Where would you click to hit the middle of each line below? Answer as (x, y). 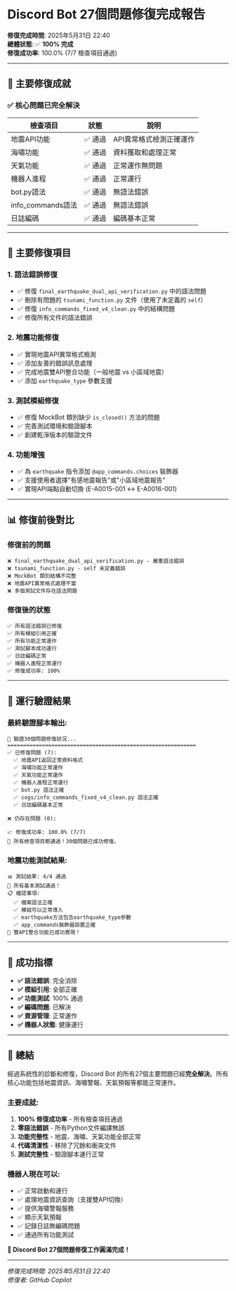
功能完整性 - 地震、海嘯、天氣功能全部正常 (79, 1137)
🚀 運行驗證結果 (39, 701)
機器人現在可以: (34, 1174)
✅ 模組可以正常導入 (38, 910)
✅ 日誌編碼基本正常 (38, 805)
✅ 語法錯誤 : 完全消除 (47, 980)
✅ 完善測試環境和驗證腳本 (55, 425)
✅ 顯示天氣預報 (39, 1217)
